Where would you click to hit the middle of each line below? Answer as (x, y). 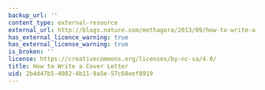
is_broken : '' (32, 52)
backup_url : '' (33, 15)
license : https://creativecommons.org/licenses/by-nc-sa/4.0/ (112, 59)
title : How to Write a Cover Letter (68, 67)
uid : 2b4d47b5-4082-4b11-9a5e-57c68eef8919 (81, 74)
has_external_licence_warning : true (68, 37)
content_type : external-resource (63, 23)
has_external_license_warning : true (68, 45)
